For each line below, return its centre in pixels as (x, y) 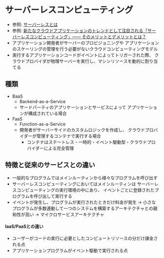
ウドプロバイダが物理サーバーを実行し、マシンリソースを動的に (81, 61)
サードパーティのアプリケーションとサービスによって (73, 107)
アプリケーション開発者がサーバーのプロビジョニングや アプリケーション (86, 43)
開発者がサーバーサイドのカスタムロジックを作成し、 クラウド (82, 129)
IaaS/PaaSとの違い (24, 226)
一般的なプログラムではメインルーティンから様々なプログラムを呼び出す (85, 178)
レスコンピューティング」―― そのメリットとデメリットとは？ (83, 37)
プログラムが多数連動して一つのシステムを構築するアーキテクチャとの (82, 208)
